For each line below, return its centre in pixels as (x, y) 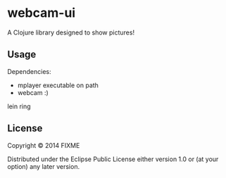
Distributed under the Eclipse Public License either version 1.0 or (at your (113, 159)
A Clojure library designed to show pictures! (71, 32)
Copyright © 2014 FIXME (44, 145)
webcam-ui (42, 13)
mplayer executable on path (58, 85)
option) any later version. (43, 166)
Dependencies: (29, 71)
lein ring (19, 106)
